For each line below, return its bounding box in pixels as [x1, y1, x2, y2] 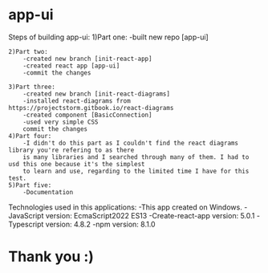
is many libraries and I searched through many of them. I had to [22, 153, 250, 161]
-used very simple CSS [22, 118, 99, 126]
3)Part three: [8, 83, 56, 91]
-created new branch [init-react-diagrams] [22, 90, 171, 98]
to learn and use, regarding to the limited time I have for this [22, 167, 250, 175]
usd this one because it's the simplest [8, 160, 146, 168]
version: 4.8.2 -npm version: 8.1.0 [45, 219, 156, 229]
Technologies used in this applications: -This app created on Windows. [8, 202, 242, 212]
